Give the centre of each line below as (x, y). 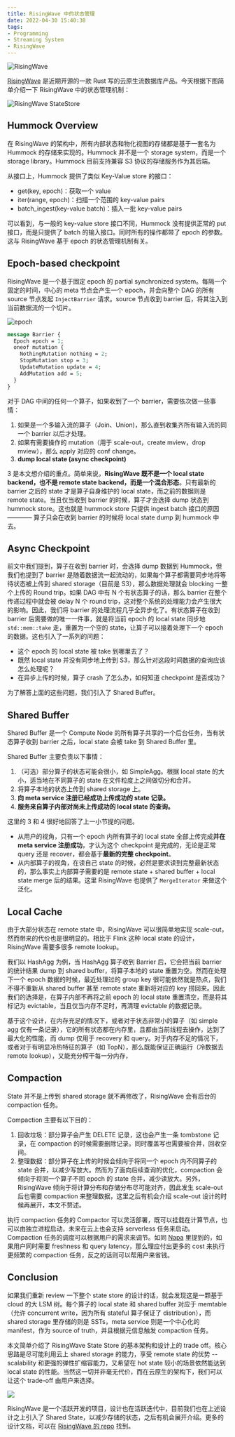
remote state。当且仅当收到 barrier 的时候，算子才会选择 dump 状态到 (108, 500)
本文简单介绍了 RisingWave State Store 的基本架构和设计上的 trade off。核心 (117, 1345)
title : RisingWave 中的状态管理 (51, 14)
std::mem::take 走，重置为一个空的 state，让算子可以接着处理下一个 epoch (115, 628)
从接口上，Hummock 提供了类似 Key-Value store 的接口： (90, 176)
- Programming (28, 33)
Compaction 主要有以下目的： (50, 1120)
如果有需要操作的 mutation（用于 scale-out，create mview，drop (111, 442)
